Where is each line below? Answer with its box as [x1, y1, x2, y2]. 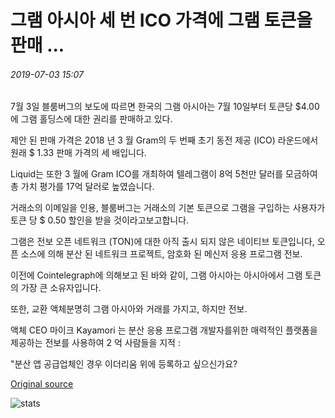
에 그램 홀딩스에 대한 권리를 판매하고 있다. [10, 113, 173, 125]
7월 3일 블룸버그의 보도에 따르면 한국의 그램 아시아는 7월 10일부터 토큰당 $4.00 [10, 101, 320, 113]
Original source [10, 378, 74, 390]
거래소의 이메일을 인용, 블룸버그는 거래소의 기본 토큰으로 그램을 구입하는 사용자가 [10, 202, 326, 214]
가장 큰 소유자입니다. [20, 282, 102, 294]
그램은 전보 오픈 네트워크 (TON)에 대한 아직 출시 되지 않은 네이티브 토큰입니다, [10, 236, 315, 248]
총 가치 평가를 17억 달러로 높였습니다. [10, 181, 155, 193]
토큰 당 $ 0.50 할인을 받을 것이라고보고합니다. [10, 214, 190, 226]
